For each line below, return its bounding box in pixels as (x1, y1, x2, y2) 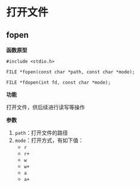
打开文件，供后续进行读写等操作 (6, 103, 85, 111)
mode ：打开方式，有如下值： (14, 136, 84, 144)
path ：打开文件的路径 (14, 129, 68, 136)
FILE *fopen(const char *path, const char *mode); (6, 69, 135, 75)
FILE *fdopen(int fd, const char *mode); (6, 79, 111, 85)
